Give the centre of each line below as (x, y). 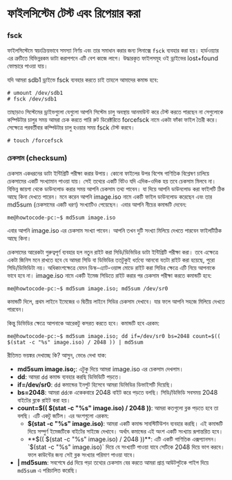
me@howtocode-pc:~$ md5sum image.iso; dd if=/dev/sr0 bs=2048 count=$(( (114, 336)
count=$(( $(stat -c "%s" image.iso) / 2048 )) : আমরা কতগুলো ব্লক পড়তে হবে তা (118, 408)
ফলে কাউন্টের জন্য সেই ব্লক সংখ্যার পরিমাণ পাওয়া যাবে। (82, 454)
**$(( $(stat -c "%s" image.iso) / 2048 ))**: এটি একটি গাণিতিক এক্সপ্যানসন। (122, 439)
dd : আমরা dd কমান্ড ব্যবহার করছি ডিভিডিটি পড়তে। (69, 377)
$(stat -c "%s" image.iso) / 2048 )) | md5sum (75, 342)
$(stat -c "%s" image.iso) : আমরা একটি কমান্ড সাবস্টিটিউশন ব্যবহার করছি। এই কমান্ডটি (125, 423)
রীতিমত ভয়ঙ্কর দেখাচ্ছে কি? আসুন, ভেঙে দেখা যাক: (57, 355)
